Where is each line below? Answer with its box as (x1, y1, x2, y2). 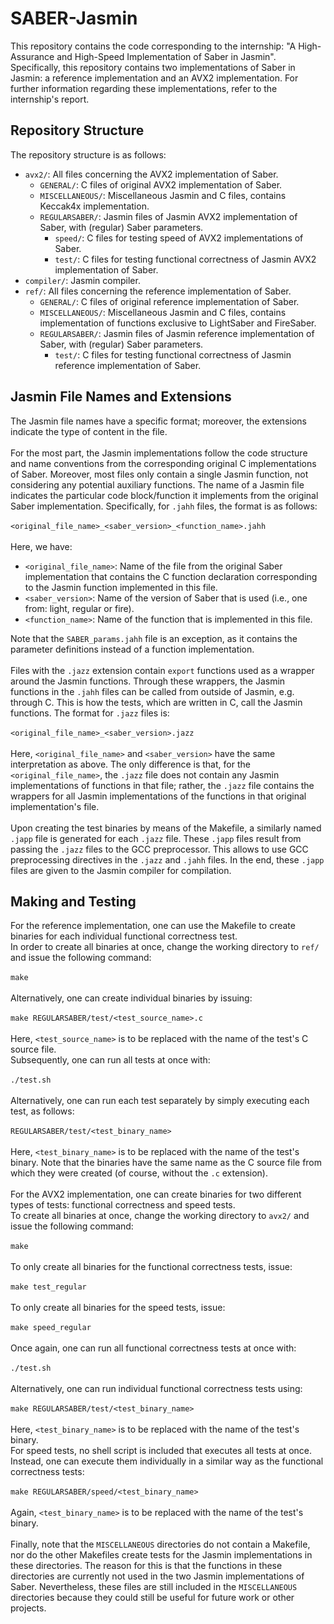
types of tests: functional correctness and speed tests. (10, 1199, 236, 1211)
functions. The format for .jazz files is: (10, 707, 170, 719)
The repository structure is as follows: (10, 148, 167, 161)
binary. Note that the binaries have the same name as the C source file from (10, 1157, 323, 1169)
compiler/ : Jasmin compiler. (24, 274, 141, 286)
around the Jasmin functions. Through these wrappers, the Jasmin (10, 675, 286, 687)
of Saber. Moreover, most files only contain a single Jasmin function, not (10, 468, 309, 480)
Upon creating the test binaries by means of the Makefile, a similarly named (10, 822, 322, 834)
